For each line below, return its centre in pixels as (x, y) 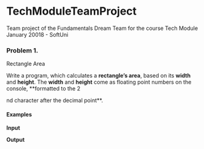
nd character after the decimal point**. (55, 100)
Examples (19, 114)
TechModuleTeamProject (71, 11)
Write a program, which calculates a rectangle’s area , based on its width (99, 76)
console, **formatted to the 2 (43, 89)
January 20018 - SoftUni (37, 34)
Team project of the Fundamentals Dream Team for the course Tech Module (102, 28)
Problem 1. (22, 50)
